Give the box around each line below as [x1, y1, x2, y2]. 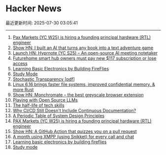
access [12, 60, 28, 66]
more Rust [12, 87, 34, 93]
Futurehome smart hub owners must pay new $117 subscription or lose [12, 55, 157, 61]
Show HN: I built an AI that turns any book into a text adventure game [12, 45, 154, 51]
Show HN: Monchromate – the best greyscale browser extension [12, 92, 144, 97]
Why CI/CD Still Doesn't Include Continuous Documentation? [12, 107, 136, 113]
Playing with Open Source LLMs [12, 97, 78, 103]
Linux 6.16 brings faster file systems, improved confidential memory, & [12, 81, 155, 87]
